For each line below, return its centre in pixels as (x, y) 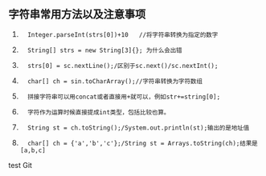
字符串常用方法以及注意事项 (77, 14)
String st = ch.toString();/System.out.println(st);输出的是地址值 (139, 128)
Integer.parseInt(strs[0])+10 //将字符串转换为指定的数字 (123, 34)
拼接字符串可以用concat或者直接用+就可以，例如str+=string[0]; (124, 97)
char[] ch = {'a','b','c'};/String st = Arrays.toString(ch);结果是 (143, 143)
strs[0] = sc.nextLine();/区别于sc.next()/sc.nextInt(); (123, 66)
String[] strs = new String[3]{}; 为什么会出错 (105, 50)
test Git (20, 165)
